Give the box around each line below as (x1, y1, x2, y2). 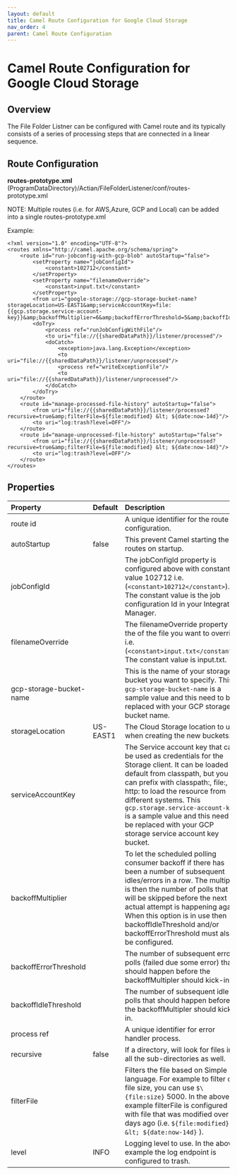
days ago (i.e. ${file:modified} (124, 1118, 229, 1128)
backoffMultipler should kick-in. (124, 975, 231, 985)
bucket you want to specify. (124, 675, 217, 685)
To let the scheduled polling (124, 849, 217, 859)
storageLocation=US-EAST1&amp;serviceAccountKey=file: (7, 302, 172, 309)
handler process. (124, 1033, 181, 1043)
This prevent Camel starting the (124, 535, 229, 544)
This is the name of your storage (124, 666, 233, 676)
